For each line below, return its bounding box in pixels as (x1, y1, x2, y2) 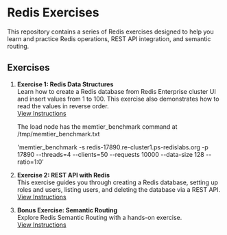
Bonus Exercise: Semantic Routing (16, 206, 118, 214)
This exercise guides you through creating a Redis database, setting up (16, 178, 218, 186)
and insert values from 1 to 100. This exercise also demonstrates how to (16, 95, 219, 103)
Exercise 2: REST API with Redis (16, 171, 110, 179)
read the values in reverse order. (16, 101, 109, 110)
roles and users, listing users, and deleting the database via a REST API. (16, 185, 221, 193)
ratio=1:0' (16, 158, 45, 166)
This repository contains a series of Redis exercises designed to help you (7, 27, 214, 36)
